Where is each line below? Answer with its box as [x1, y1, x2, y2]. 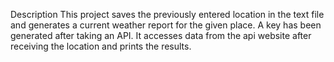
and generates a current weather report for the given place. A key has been [10, 19, 322, 31]
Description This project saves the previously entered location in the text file [10, 9, 325, 20]
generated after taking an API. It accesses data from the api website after [10, 30, 312, 41]
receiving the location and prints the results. [10, 40, 192, 52]
